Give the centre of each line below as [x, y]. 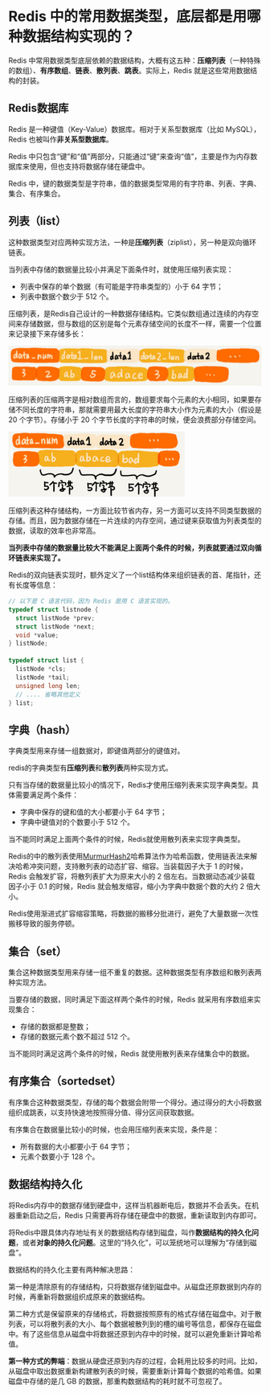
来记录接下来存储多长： [47, 334]
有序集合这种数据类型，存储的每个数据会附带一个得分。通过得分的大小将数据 [135, 1102]
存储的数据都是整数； [55, 1026]
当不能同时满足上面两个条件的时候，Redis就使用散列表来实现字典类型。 [127, 839]
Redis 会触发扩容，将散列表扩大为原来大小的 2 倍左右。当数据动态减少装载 [132, 876]
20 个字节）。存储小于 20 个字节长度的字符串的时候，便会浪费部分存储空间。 [135, 420]
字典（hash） [42, 729]
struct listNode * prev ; [55, 618]
